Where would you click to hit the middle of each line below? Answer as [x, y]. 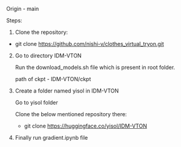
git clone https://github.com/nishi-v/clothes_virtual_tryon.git [90, 44]
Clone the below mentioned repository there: [71, 114]
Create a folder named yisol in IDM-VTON [67, 91]
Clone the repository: [41, 32]
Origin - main [23, 9]
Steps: [14, 20]
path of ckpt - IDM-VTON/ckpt [53, 79]
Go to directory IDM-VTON [48, 56]
